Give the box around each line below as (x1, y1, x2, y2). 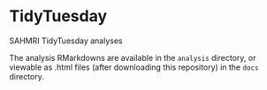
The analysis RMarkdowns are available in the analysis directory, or (9, 52, 256, 63)
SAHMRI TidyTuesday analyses (9, 35, 123, 46)
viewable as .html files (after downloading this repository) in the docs (9, 62, 259, 72)
